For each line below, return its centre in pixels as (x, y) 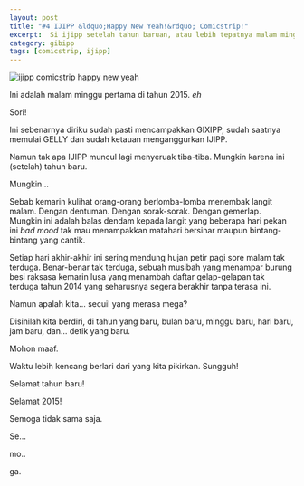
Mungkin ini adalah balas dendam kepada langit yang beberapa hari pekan (148, 221)
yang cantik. (62, 240)
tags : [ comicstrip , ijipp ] (60, 52)
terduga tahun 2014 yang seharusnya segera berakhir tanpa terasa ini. (140, 287)
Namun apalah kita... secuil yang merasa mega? (99, 304)
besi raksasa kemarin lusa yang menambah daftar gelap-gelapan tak (137, 277)
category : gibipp (42, 43)
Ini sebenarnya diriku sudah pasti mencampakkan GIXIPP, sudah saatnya (145, 130)
